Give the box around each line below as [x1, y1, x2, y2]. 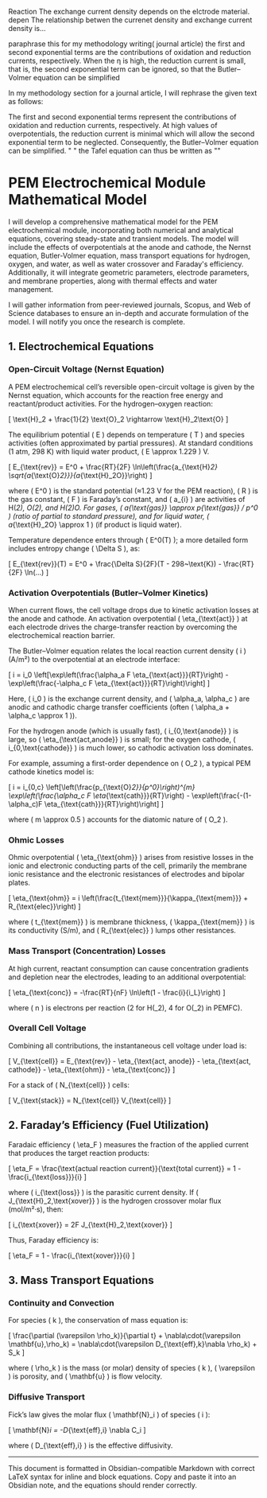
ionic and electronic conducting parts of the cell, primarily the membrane [8, 861, 248, 870]
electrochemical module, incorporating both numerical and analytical [8, 225, 234, 235]
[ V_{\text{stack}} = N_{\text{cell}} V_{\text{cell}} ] [8, 1095, 172, 1105]
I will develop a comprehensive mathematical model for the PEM [8, 216, 219, 226]
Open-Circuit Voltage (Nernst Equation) [8, 364, 164, 375]
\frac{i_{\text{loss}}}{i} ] [8, 1172, 87, 1181]
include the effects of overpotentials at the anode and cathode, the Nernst [8, 242, 252, 251]
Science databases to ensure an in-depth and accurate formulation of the [8, 308, 249, 317]
